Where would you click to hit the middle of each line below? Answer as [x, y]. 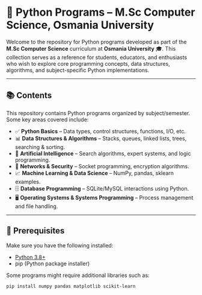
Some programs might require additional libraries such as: [78, 275]
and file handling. [36, 206]
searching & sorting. [40, 147]
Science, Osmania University [80, 25]
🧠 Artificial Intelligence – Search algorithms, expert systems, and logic [103, 153]
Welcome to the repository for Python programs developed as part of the [96, 42]
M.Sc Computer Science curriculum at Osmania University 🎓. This [91, 48]
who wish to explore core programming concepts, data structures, [88, 63]
